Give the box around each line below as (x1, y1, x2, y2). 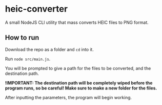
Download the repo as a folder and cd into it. (5, 46, 94, 52)
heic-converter (5, 3, 68, 15)
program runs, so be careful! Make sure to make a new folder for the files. (5, 85, 157, 91)
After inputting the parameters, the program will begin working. (5, 94, 132, 100)
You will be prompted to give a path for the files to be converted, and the (5, 65, 151, 71)
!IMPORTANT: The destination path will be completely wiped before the (5, 80, 153, 86)
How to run (5, 34, 40, 42)
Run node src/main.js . (5, 56, 51, 62)
